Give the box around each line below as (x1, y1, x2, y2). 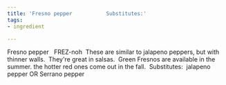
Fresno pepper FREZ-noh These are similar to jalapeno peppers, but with (7, 48, 220, 56)
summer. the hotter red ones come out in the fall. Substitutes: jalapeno (7, 63, 211, 71)
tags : (7, 17, 23, 23)
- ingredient (7, 23, 45, 30)
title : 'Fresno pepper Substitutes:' (7, 10, 147, 17)
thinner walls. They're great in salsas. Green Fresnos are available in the (7, 55, 216, 64)
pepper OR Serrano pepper (7, 70, 85, 78)
